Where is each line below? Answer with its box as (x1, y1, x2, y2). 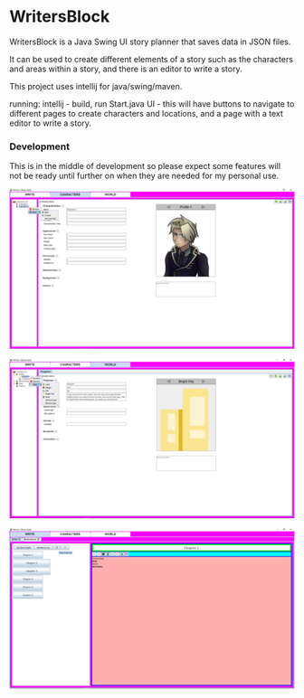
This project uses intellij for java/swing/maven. (9, 80, 183, 91)
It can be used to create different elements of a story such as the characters (9, 53, 294, 64)
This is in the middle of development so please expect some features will (9, 161, 281, 172)
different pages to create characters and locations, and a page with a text (9, 108, 283, 118)
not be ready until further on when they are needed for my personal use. (9, 170, 279, 182)
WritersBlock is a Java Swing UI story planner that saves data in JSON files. (9, 36, 291, 47)
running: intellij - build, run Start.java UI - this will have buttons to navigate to (9, 98, 295, 109)
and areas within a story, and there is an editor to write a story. (9, 63, 242, 74)
